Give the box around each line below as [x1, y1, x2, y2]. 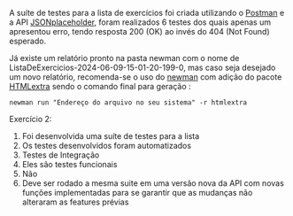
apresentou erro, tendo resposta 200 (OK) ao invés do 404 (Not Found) [9, 27, 270, 36]
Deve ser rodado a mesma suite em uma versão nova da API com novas [21, 178, 285, 189]
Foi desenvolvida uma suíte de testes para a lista [21, 131, 200, 141]
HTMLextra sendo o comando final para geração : [9, 81, 192, 91]
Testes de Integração [21, 150, 100, 160]
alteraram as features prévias [21, 197, 129, 207]
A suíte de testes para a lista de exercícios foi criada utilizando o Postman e [9, 8, 285, 18]
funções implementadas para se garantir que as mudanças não [21, 188, 253, 197]
